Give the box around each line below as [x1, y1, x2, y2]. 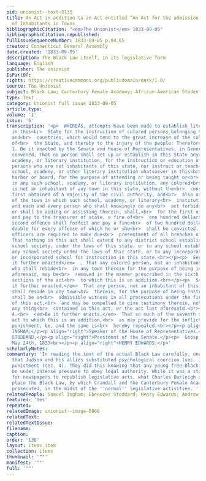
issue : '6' [6, 117, 34, 123]
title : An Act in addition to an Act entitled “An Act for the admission [6, 15, 199, 21]
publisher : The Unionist [6, 66, 70, 72]
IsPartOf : [6, 72, 32, 78]
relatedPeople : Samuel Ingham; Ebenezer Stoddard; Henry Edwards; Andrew [6, 391, 199, 398]
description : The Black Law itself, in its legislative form [6, 55, 166, 61]
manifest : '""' [6, 460, 45, 466]
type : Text [6, 94, 34, 101]
